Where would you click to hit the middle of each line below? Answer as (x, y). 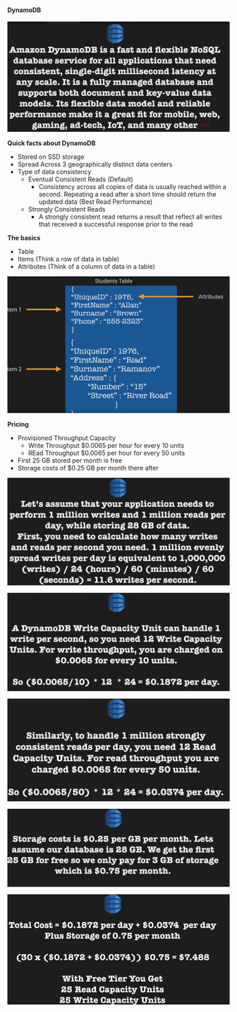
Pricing (18, 424)
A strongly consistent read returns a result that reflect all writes (130, 217)
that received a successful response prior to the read (116, 224)
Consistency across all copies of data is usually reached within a (133, 187)
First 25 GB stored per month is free (69, 460)
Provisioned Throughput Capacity (67, 438)
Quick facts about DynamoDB (51, 143)
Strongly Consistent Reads (67, 209)
